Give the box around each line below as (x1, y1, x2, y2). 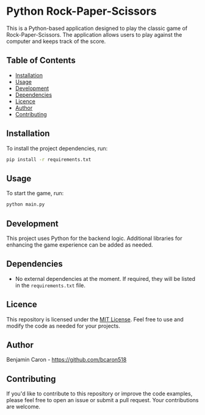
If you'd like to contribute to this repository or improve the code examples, (6, 390, 193, 397)
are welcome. (6, 403, 41, 411)
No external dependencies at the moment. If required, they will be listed (15, 275, 196, 282)
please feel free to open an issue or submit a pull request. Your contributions (6, 397, 200, 404)
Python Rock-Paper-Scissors (6, 4, 157, 18)
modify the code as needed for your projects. (6, 322, 120, 329)
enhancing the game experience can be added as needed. (6, 241, 154, 249)
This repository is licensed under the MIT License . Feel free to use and (6, 315, 184, 323)
